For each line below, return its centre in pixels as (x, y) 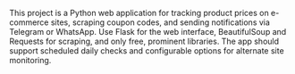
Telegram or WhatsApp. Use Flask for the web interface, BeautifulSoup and (148, 32)
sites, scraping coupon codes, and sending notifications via (160, 22)
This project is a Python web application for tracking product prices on (139, 13)
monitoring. (30, 60)
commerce (29, 22)
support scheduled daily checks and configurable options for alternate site (147, 51)
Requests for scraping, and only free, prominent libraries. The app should (144, 41)
